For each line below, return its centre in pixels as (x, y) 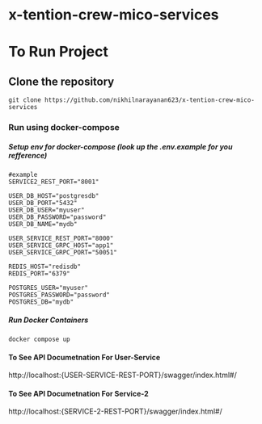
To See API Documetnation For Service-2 (79, 393)
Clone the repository (61, 81)
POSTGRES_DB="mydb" (41, 302)
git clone (25, 100)
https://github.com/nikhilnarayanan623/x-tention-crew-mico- (149, 100)
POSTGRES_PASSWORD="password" (59, 295)
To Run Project (59, 52)
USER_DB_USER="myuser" (46, 210)
